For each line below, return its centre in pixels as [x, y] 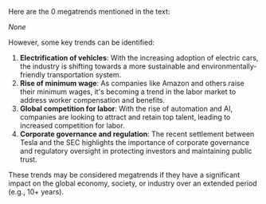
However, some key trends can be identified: [82, 42]
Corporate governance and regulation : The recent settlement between [137, 134]
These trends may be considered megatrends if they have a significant [124, 175]
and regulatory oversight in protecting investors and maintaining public [136, 151]
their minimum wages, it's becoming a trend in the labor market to [128, 92]
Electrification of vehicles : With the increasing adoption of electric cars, [139, 58]
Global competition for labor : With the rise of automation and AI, [126, 108]
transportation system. [84, 75]
